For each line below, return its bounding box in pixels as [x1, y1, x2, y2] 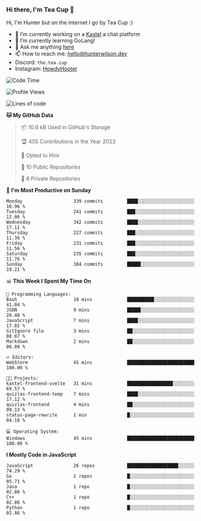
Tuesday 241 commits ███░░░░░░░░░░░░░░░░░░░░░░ [6, 209, 195, 215]
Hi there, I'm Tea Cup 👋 [6, 5, 74, 14]
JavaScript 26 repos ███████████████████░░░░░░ [6, 463, 195, 469]
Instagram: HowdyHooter [14, 65, 78, 73]
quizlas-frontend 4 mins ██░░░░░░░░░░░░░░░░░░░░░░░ [6, 402, 195, 408]
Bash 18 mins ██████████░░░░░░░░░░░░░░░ [6, 297, 195, 303]
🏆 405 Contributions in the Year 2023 [20, 138, 116, 145]
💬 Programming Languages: [6, 291, 71, 298]
